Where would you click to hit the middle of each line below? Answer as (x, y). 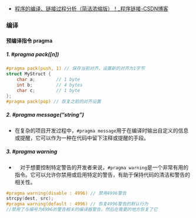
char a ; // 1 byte (49, 80)
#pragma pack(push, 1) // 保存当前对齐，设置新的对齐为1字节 (76, 69)
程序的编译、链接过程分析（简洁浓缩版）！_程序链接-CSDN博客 (92, 9)
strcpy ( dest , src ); (30, 199)
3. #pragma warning (32, 151)
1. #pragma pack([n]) (33, 54)
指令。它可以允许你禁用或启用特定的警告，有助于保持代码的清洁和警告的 (102, 174)
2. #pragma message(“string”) (45, 115)
